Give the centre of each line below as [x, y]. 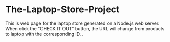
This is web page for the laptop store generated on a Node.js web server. [82, 23]
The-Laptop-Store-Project [62, 9]
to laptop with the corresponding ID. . [45, 34]
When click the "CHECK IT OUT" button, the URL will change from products [85, 28]
